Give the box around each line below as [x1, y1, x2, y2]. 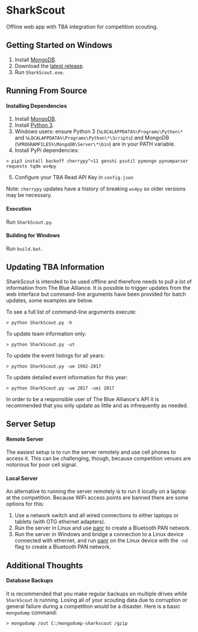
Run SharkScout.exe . [14, 69, 65, 76]
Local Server [6, 475, 38, 482]
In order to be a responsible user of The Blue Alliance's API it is [6, 395, 159, 402]
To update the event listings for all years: [6, 352, 105, 359]
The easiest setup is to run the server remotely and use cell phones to [6, 449, 176, 456]
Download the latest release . [14, 62, 84, 69]
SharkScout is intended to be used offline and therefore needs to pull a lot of [6, 278, 192, 285]
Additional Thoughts [6, 560, 84, 570]
